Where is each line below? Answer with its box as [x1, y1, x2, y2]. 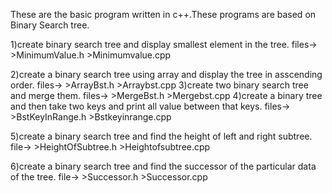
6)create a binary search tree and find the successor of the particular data [10, 160, 317, 172]
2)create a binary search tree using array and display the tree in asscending [10, 69, 323, 80]
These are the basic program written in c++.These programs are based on [10, 9, 317, 20]
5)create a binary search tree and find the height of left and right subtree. [10, 130, 313, 142]
